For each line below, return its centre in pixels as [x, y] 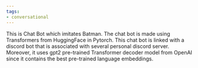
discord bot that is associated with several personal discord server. [88, 46]
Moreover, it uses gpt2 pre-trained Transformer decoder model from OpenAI [99, 52]
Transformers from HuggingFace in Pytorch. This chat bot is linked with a [95, 40]
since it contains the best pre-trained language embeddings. [80, 59]
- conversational [27, 17]
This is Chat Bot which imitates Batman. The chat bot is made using [88, 33]
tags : [13, 11]
